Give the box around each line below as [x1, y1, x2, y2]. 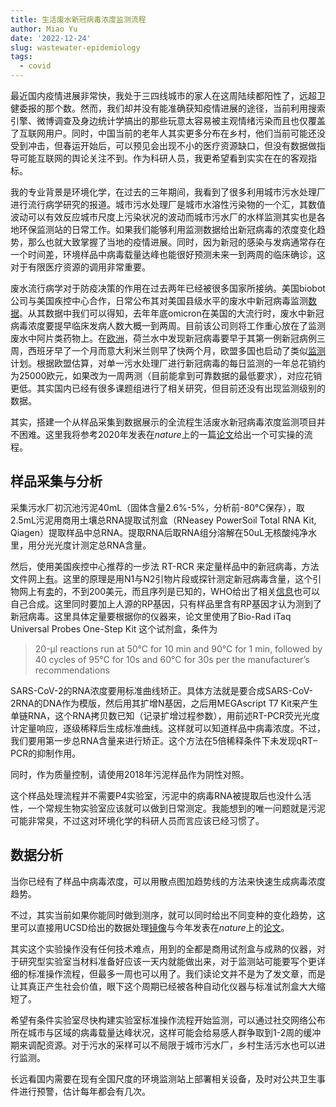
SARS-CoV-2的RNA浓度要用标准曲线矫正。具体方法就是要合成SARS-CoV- [10, 684, 314, 696]
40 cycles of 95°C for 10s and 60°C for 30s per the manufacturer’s [34, 653, 310, 665]
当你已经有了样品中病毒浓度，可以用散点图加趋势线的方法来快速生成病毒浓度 [10, 875, 326, 887]
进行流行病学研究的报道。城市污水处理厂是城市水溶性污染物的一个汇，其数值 [10, 199, 326, 210]
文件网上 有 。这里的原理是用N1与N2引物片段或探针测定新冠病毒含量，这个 [10, 572, 313, 585]
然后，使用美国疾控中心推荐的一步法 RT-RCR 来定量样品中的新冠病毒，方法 [10, 560, 320, 572]
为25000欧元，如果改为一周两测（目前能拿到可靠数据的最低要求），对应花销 [10, 370, 323, 381]
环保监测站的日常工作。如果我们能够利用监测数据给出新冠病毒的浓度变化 [18, 224, 317, 235]
